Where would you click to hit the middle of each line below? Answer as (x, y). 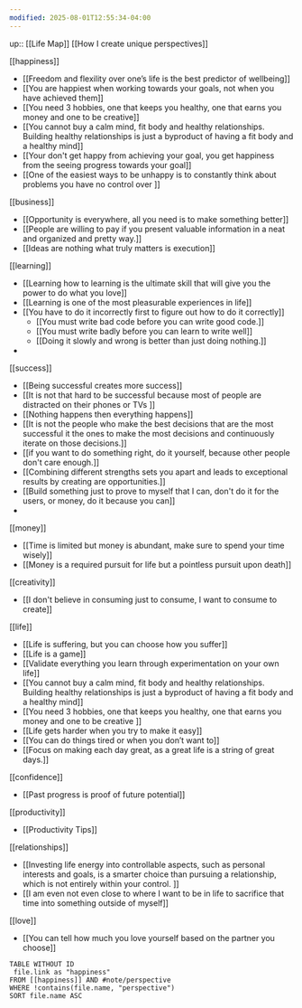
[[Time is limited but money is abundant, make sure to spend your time (153, 545)
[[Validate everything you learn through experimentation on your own (151, 663)
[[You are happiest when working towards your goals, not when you (148, 88)
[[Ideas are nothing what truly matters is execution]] (119, 248)
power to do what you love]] (75, 292)
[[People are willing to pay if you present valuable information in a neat (154, 229)
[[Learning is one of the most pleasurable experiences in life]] (137, 302)
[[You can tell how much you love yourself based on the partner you (148, 937)
